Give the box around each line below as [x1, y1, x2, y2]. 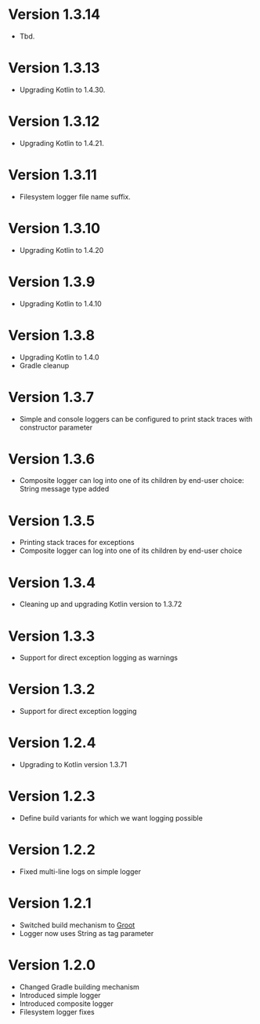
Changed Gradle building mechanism [19, 982, 139, 991]
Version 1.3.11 [8, 166, 98, 184]
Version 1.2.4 [8, 734, 96, 752]
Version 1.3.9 [8, 272, 96, 291]
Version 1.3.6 [8, 450, 96, 468]
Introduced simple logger [19, 990, 101, 1000]
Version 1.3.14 [8, 5, 100, 24]
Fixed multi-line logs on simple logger [19, 867, 141, 876]
